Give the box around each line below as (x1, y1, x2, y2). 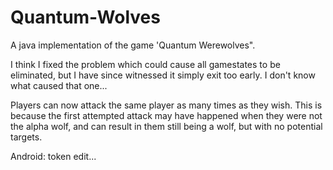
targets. (10, 131, 43, 143)
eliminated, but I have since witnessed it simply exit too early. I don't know (10, 69, 316, 81)
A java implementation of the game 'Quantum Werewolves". (10, 39, 256, 51)
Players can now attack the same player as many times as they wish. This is (10, 99, 323, 111)
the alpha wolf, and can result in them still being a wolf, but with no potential (10, 120, 323, 132)
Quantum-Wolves (10, 6, 161, 29)
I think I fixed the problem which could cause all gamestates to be (10, 58, 281, 70)
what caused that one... (10, 79, 108, 91)
